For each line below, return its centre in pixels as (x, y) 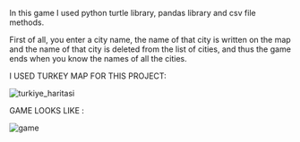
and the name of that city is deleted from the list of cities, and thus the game (150, 49)
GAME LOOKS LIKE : (47, 110)
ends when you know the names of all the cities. (98, 58)
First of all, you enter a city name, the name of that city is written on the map (150, 40)
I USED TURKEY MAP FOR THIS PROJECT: (88, 76)
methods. (27, 22)
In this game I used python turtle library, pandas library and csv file (133, 13)
